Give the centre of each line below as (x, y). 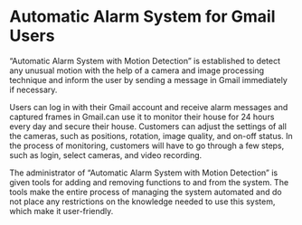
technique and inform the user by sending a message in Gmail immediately (148, 80)
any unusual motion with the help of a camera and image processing (137, 70)
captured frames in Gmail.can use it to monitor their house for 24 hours (142, 117)
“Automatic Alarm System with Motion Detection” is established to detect (145, 61)
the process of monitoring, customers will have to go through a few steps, (147, 145)
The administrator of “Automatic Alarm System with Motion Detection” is (144, 173)
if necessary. (33, 89)
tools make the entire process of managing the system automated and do (146, 192)
